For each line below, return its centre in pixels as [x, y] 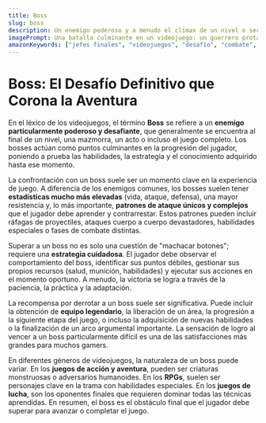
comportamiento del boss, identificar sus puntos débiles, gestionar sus [124, 262]
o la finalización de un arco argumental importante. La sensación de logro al [132, 328]
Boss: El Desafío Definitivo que [112, 84]
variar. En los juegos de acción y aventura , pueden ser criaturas [114, 369]
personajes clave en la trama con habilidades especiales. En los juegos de [129, 386]
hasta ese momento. [42, 165]
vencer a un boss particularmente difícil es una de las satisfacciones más [128, 337]
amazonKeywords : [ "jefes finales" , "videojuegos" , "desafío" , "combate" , [133, 45]
